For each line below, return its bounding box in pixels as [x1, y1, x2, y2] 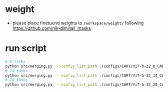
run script [5, 43, 47, 54]
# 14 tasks [5, 68, 28, 73]
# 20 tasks [5, 78, 28, 83]
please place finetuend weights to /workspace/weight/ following [12, 20, 144, 26]
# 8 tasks [5, 59, 26, 64]
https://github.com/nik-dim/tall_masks [12, 25, 91, 31]
